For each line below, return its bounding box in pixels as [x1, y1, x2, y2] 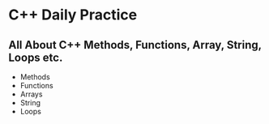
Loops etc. [8, 50, 63, 64]
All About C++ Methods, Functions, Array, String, [8, 38, 262, 52]
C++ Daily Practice [8, 6, 138, 24]
